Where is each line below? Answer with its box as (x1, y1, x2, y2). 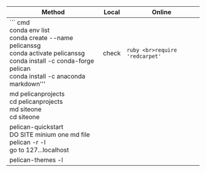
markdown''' (9, 80, 46, 88)
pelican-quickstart (9, 123, 64, 131)
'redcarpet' (126, 53, 161, 60)
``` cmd (9, 18, 30, 26)
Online (151, 8, 172, 16)
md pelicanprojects (9, 90, 65, 98)
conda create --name (9, 34, 74, 42)
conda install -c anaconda (9, 72, 86, 80)
